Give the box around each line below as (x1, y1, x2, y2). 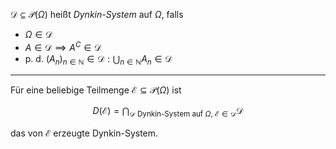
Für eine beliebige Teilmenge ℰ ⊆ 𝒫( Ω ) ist (10, 84, 182, 96)
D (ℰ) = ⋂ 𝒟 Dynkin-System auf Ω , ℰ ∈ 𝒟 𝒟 (92, 105, 244, 119)
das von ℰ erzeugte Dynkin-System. (10, 127, 159, 139)
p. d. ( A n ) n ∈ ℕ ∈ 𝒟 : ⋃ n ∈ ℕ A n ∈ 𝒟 (24, 52, 173, 67)
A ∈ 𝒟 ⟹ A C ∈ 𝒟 (24, 40, 102, 53)
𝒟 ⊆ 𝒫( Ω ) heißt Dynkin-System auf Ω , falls (10, 9, 184, 20)
